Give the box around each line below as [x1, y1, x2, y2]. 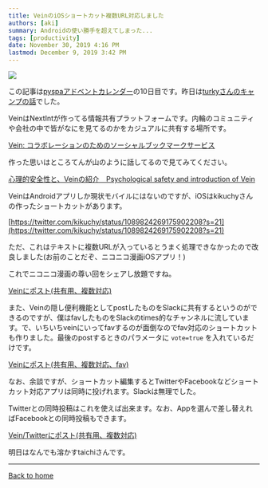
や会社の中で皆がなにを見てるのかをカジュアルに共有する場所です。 [8, 124, 231, 132]
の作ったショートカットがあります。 [8, 201, 127, 211]
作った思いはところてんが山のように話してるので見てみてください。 [8, 157, 232, 167]
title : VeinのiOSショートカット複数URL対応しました [8, 11, 164, 20]
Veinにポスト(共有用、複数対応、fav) [8, 360, 129, 369]
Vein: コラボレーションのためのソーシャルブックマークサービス [8, 140, 215, 150]
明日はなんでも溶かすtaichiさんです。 [8, 447, 130, 457]
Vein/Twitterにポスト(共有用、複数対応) [8, 431, 137, 439]
